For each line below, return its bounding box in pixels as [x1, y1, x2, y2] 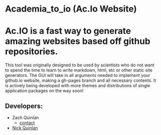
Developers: [5, 102, 43, 110]
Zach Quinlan [12, 115, 39, 120]
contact [19, 120, 35, 125]
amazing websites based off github [5, 36, 151, 47]
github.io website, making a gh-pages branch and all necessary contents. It [5, 77, 157, 83]
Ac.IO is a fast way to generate [5, 26, 131, 37]
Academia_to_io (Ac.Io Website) [5, 3, 137, 15]
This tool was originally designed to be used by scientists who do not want [5, 62, 155, 68]
